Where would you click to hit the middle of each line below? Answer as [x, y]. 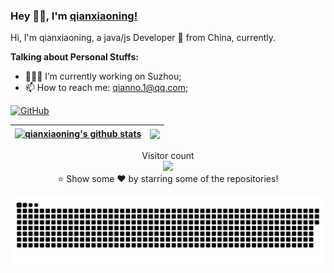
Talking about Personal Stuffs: [74, 57]
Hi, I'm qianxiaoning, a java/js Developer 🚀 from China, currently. [143, 38]
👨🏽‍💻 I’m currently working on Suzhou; [103, 76]
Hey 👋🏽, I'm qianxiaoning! [74, 16]
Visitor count [168, 155]
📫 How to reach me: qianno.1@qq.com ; [106, 88]
